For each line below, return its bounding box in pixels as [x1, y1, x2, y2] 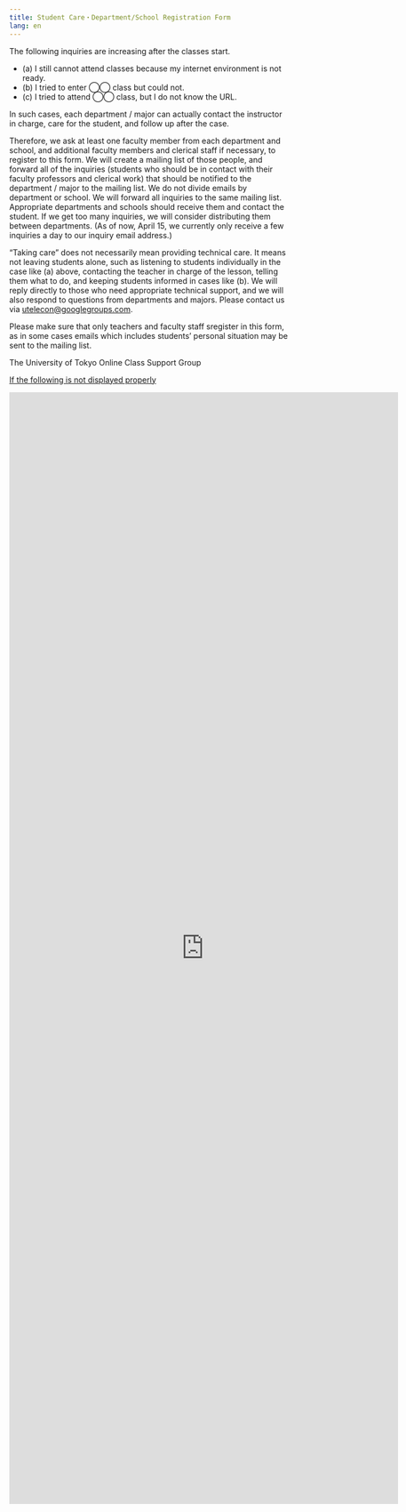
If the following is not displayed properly [9, 374, 157, 385]
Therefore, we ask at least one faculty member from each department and [9, 135, 282, 146]
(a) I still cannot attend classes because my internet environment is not [21, 63, 282, 74]
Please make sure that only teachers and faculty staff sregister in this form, [9, 321, 284, 332]
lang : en [9, 21, 42, 30]
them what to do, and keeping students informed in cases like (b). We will [9, 275, 278, 286]
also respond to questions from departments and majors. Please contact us [9, 294, 285, 305]
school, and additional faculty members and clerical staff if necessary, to [9, 144, 276, 156]
